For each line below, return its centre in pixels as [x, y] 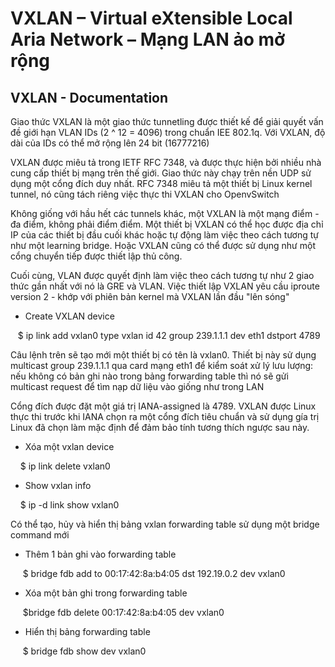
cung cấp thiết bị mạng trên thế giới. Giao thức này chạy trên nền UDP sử [161, 173]
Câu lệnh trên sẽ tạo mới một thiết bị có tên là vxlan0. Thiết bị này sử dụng [163, 355]
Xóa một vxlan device [69, 446]
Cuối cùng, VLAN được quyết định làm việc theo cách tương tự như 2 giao [162, 275]
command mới [40, 535]
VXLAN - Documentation [89, 97]
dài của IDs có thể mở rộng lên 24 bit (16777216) [110, 143]
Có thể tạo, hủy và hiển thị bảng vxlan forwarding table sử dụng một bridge [165, 524]
